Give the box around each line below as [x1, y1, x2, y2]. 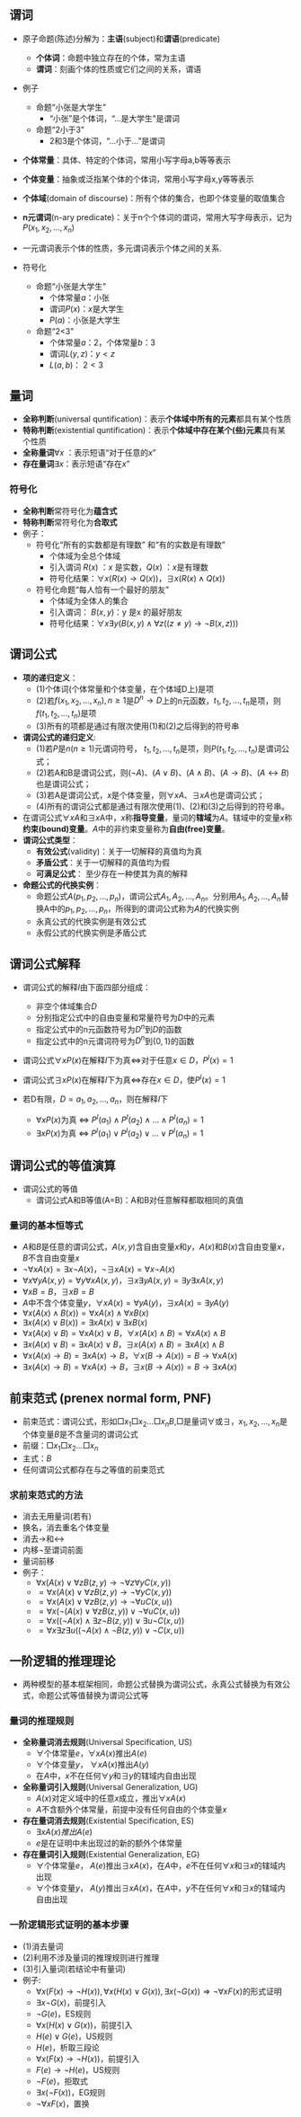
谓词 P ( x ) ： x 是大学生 [49, 303, 124, 314]
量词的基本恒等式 [9, 1219, 84, 1232]
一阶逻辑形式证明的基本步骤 [9, 1918, 129, 1931]
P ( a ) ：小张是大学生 [49, 314, 121, 325]
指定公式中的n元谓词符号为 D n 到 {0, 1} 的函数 [35, 1033, 195, 1046]
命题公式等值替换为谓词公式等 [38, 1689, 149, 1700]
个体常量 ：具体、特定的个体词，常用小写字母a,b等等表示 [22, 155, 232, 165]
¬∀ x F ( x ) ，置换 [35, 2098, 90, 2109]
